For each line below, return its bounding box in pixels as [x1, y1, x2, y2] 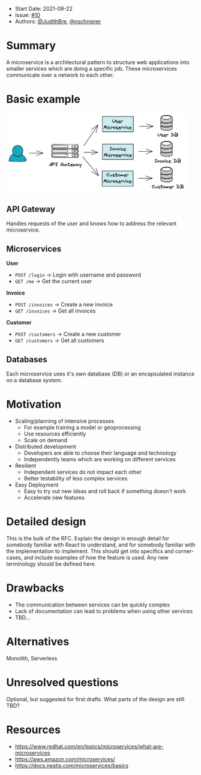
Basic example [6, 92, 81, 106]
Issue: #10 [14, 11, 41, 19]
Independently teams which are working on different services [23, 456, 176, 463]
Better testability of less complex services [23, 475, 128, 482]
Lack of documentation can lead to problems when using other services [14, 607, 193, 614]
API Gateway [6, 204, 56, 215]
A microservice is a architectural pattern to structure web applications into [6, 58, 190, 65]
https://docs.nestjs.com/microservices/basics [14, 762, 129, 769]
